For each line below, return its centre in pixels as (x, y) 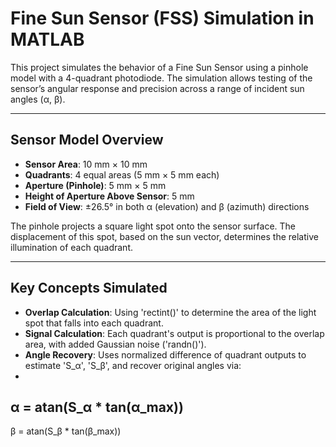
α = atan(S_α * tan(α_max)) (97, 407)
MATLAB (47, 39)
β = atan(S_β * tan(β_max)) (66, 431)
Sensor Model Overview (87, 140)
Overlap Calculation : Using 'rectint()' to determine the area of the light (170, 312)
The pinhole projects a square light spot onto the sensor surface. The (153, 226)
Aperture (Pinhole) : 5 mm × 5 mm (95, 185)
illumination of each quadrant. (71, 247)
